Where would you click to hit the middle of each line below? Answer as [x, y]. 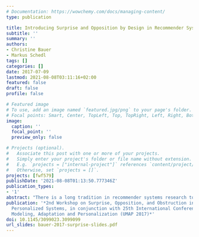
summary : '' [21, 39]
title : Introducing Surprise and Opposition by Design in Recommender [95, 28]
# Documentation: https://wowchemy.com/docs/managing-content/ [86, 12]
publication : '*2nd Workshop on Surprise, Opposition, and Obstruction [96, 203]
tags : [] [17, 61]
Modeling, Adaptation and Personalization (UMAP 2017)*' [83, 214]
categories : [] [25, 66]
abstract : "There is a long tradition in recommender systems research [96, 197]
